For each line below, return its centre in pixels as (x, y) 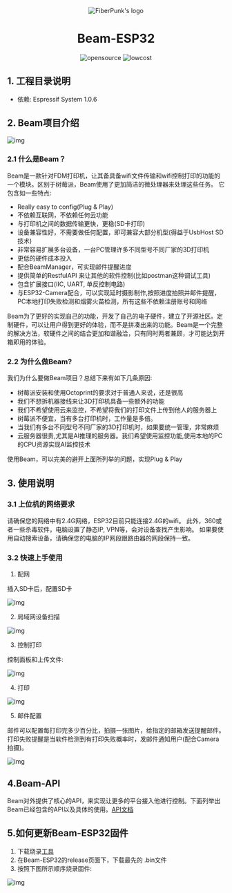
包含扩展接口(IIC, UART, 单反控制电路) (71, 284)
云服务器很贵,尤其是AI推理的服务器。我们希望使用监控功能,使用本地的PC (120, 436)
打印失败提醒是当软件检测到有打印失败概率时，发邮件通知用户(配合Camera (113, 739)
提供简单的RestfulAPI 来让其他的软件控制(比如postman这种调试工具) (114, 275)
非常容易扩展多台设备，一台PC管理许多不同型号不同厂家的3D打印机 (113, 250)
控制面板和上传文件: (36, 659)
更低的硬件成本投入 (45, 258)
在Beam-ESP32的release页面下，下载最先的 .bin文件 (92, 860)
